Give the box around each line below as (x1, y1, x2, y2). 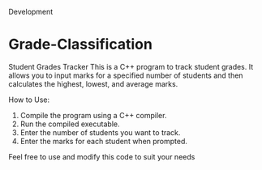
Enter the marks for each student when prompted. (19, 136, 188, 146)
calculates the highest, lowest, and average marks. (8, 79, 178, 88)
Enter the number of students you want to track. (19, 127, 181, 137)
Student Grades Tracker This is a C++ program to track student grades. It (8, 62, 254, 71)
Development (8, 7, 54, 16)
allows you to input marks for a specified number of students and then (8, 70, 243, 80)
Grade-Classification (8, 36, 152, 53)
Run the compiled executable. (19, 119, 120, 129)
